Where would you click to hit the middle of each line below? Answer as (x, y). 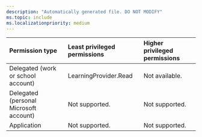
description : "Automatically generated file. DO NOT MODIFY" (84, 12)
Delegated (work (33, 68)
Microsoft (23, 108)
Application (25, 126)
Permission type (33, 50)
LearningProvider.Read (100, 76)
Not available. (163, 76)
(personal (23, 101)
